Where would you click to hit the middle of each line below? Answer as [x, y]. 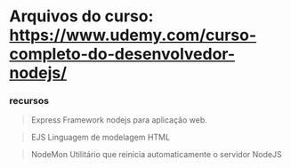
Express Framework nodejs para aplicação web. [119, 120]
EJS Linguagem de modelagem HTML [101, 137]
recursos [29, 101]
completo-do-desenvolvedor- [122, 54]
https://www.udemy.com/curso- [133, 35]
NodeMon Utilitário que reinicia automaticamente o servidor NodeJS [156, 155]
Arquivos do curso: [81, 16]
